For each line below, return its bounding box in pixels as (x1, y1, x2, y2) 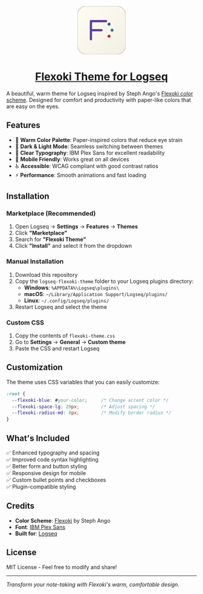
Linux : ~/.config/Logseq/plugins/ (24, 297, 109, 304)
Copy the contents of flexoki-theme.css (14, 332, 116, 340)
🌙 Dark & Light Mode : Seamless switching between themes (14, 143, 163, 150)
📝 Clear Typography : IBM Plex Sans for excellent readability (14, 149, 165, 157)
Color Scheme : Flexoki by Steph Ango (14, 517, 111, 524)
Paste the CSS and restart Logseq (14, 345, 100, 352)
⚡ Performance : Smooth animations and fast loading (14, 171, 147, 178)
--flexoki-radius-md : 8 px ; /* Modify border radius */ (11, 410, 172, 416)
